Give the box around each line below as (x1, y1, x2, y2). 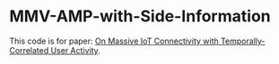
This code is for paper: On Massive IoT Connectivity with (9, 36, 219, 46)
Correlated (9, 44, 49, 55)
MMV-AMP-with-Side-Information (9, 6, 271, 27)
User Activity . (50, 44, 100, 55)
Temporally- (220, 36, 266, 46)
